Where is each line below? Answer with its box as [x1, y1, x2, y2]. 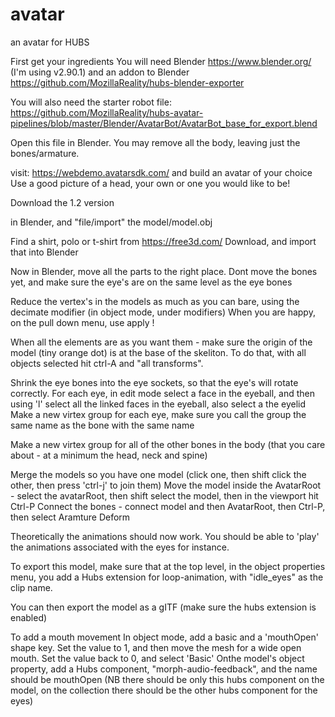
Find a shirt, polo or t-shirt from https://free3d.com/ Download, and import [10, 235, 317, 247]
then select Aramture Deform [10, 511, 131, 523]
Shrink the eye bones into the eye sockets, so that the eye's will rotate [10, 376, 299, 388]
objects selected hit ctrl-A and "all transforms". [10, 357, 204, 369]
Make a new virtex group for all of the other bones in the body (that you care [10, 438, 326, 450]
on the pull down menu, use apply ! [10, 316, 155, 328]
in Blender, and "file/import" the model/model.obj [10, 216, 213, 228]
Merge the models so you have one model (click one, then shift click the [10, 468, 307, 480]
